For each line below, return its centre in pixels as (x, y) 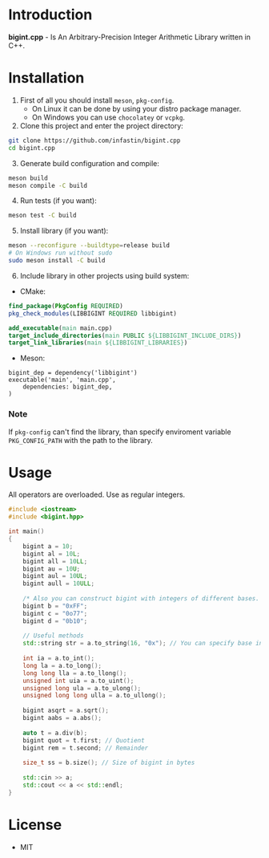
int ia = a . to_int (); (58, 659)
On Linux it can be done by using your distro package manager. (137, 108)
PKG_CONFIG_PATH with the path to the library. (81, 440)
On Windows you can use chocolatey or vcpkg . (108, 117)
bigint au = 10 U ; (52, 569)
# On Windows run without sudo (60, 253)
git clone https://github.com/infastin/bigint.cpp (94, 140)
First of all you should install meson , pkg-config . (97, 100)
